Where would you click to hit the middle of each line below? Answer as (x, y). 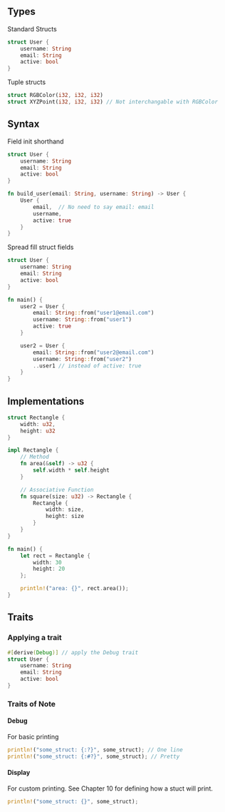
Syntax (23, 124)
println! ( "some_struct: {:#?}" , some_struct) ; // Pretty (94, 756)
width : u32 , (38, 424)
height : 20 (49, 569)
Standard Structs (32, 29)
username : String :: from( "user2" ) (83, 359)
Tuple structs (27, 82)
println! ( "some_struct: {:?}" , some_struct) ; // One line (95, 750)
